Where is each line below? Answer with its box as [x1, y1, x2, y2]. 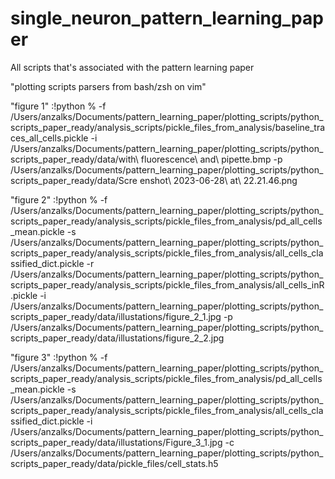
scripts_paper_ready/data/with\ [10, 153, 139, 165]
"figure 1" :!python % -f [10, 100, 107, 112]
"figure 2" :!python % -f [10, 193, 108, 206]
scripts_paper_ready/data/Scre [10, 174, 138, 186]
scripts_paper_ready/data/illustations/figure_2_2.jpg [10, 332, 225, 344]
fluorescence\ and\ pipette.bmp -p [140, 153, 283, 165]
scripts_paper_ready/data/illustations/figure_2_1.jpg [10, 310, 222, 322]
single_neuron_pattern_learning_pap [10, 7, 324, 30]
